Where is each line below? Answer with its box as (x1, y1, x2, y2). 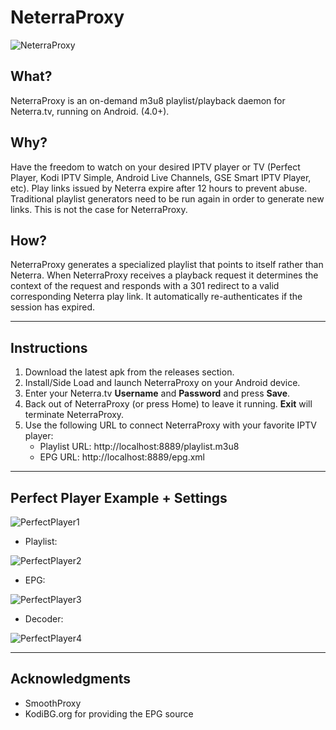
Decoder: (24, 613, 64, 625)
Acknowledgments (10, 671, 132, 688)
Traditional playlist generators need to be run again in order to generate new (10, 192, 325, 205)
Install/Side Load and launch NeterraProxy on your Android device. (24, 377, 301, 389)
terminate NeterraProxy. (24, 409, 125, 421)
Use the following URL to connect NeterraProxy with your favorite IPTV (24, 419, 317, 431)
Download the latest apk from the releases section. (24, 366, 235, 378)
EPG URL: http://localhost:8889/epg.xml (39, 451, 205, 463)
